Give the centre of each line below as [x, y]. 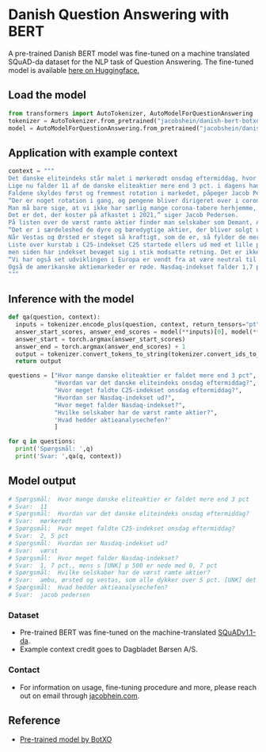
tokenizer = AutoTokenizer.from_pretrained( [83, 120]
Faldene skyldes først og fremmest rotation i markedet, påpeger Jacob [129, 193]
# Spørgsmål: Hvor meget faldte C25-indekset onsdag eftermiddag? [122, 529]
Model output [42, 481]
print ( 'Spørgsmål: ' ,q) [54, 449]
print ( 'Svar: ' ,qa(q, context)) [69, 456]
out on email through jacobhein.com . [80, 696]
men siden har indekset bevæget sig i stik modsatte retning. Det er [125, 252]
